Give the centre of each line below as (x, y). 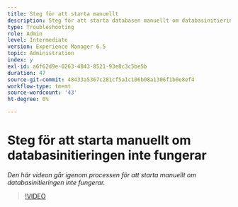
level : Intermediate (38, 40)
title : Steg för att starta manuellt (63, 14)
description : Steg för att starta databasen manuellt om (93, 20)
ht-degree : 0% (28, 100)
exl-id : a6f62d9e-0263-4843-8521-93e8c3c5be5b (77, 66)
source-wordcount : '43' (42, 93)
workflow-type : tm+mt (39, 86)
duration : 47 (27, 73)
